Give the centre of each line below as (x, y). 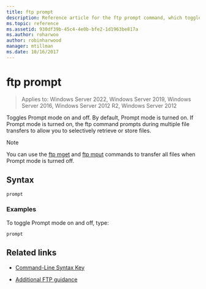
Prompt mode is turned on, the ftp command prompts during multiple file (98, 124)
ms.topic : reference (33, 23)
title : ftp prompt (30, 12)
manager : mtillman (30, 47)
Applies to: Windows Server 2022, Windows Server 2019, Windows (106, 99)
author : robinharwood (34, 40)
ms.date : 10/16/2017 (33, 52)
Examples (21, 209)
